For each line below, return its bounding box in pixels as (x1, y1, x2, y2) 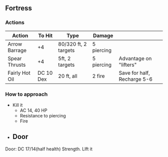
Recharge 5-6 (118, 75, 152, 82)
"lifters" (118, 61, 137, 68)
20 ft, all (58, 72, 77, 79)
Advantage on (118, 55, 152, 62)
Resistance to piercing (19, 112, 66, 118)
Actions (5, 19, 25, 26)
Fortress (5, 4, 32, 13)
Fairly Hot (7, 69, 31, 76)
